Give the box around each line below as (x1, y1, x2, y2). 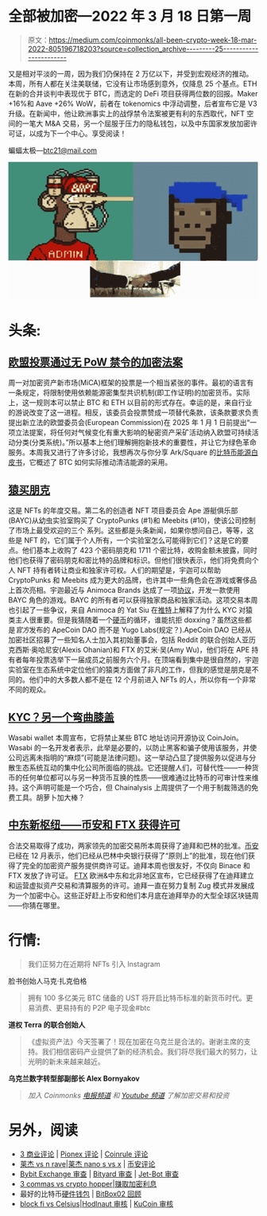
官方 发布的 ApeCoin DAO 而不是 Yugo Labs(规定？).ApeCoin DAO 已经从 (15, 626, 253, 635)
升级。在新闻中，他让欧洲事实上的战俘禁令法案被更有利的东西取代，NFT (8, 108, 245, 118)
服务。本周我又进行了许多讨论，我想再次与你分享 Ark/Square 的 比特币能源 (8, 447, 252, 458)
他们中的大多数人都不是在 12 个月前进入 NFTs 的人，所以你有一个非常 (29, 675, 257, 684)
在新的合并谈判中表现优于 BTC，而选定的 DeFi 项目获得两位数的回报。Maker (8, 88, 258, 98)
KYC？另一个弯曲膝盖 (8, 710, 115, 724)
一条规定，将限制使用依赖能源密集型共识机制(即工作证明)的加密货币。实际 (8, 388, 250, 398)
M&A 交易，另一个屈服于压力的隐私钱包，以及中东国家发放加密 (44, 119, 251, 128)
